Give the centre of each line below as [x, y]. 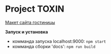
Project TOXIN [35, 9]
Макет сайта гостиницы [30, 22]
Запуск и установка [27, 32]
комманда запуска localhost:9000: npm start [59, 41]
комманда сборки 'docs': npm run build [54, 46]
